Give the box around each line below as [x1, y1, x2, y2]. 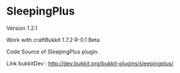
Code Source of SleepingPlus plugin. [6, 47, 99, 55]
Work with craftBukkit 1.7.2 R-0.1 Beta [6, 36, 100, 43]
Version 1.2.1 [6, 24, 38, 32]
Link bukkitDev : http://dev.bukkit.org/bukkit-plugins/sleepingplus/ [6, 60, 174, 67]
